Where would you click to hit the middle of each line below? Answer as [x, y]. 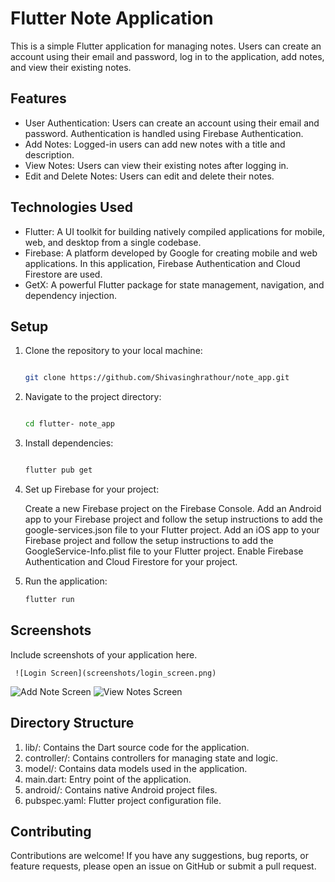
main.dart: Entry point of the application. [108, 779]
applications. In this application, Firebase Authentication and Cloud [162, 263]
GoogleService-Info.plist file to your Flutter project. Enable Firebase [164, 551]
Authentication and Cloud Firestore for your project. [131, 561]
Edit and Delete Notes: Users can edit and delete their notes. [149, 176]
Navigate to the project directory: [93, 397]
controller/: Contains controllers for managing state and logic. [151, 758]
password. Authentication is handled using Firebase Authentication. [164, 133]
